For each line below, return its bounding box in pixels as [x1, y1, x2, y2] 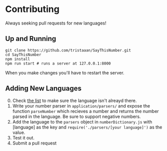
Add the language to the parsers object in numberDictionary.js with [12, 118, 152, 124]
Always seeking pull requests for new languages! [5, 20, 107, 26]
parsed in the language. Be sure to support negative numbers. [12, 113, 141, 119]
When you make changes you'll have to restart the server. [5, 69, 124, 75]
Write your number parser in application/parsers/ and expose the [12, 102, 150, 108]
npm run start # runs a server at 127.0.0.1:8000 [5, 61, 111, 66]
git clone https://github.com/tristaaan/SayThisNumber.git [5, 47, 131, 53]
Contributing [5, 3, 60, 15]
